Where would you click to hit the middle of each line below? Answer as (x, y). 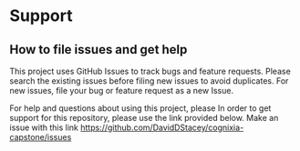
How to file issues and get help (98, 50)
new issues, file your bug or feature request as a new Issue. (122, 91)
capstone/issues (41, 137)
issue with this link (44, 127)
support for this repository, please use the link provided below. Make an (144, 118)
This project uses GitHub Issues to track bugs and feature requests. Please (150, 71)
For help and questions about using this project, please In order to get (140, 108)
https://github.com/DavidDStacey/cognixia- (162, 127)
